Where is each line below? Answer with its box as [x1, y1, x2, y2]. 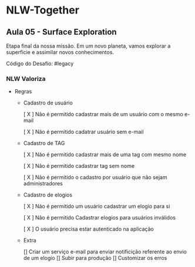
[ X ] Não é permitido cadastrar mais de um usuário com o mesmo [23, 111, 183, 118]
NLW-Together [6, 4, 79, 17]
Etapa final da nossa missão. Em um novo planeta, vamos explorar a [6, 42, 171, 49]
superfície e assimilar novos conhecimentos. [6, 49, 115, 56]
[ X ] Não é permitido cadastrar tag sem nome [23, 163, 135, 170]
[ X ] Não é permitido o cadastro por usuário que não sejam [23, 174, 167, 181]
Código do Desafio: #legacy [6, 60, 74, 67]
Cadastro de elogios [23, 191, 72, 198]
